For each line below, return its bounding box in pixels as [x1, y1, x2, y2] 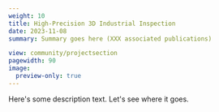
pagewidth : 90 [8, 57, 57, 65]
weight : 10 [8, 11, 45, 20]
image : [8, 64, 31, 73]
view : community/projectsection [8, 50, 118, 58]
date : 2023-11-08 [8, 27, 67, 35]
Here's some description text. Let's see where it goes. [8, 94, 189, 104]
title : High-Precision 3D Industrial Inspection [8, 19, 176, 28]
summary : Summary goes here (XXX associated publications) [8, 34, 213, 43]
